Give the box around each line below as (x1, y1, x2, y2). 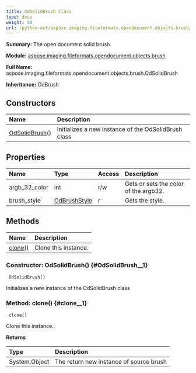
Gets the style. (124, 196, 164, 205)
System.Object (9, 358, 50, 366)
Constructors (6, 98, 56, 108)
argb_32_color (9, 183, 48, 191)
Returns (6, 334, 26, 341)
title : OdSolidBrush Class (6, 8, 72, 15)
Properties (6, 153, 45, 163)
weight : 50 (6, 19, 33, 25)
